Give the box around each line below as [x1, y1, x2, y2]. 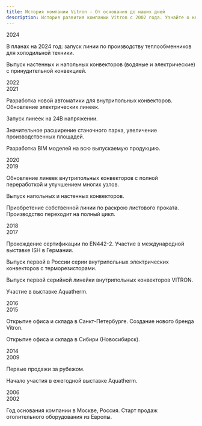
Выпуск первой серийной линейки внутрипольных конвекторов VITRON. [6, 276, 194, 283]
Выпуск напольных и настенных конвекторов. [6, 192, 124, 199]
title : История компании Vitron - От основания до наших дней [6, 8, 165, 15]
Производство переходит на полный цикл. [6, 210, 115, 217]
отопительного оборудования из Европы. [6, 413, 112, 420]
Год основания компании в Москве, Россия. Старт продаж [6, 407, 158, 414]
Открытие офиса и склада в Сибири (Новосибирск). [6, 335, 140, 343]
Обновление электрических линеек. [6, 103, 100, 110]
